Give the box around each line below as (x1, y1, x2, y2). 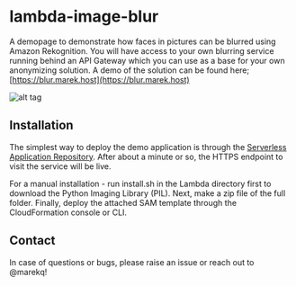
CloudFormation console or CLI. (9, 207, 128, 218)
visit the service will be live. (9, 160, 112, 172)
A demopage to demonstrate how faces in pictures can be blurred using (9, 36, 276, 47)
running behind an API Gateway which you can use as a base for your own (9, 55, 285, 66)
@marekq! (9, 266, 48, 277)
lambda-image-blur (9, 6, 159, 27)
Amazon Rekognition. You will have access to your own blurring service (9, 45, 274, 56)
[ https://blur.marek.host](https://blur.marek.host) (9, 74, 191, 85)
